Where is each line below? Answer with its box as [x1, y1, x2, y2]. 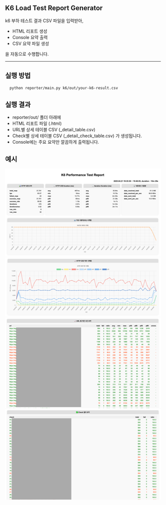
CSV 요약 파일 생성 [12, 40, 49, 46]
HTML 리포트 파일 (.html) [12, 120, 62, 126]
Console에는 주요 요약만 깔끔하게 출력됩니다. [12, 139, 99, 145]
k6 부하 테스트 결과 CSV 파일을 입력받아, [5, 17, 84, 24]
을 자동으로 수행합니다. [5, 51, 49, 57]
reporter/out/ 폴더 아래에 [12, 115, 61, 120]
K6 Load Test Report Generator [5, 4, 103, 12]
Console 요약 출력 [12, 34, 48, 40]
